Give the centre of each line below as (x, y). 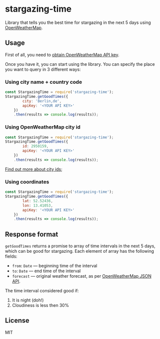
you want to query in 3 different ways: (43, 69)
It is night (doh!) (28, 300)
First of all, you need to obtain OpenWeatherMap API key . (62, 55)
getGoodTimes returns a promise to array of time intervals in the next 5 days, (80, 246)
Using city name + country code (44, 82)
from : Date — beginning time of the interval (55, 266)
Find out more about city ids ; (34, 169)
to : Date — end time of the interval (46, 271)
